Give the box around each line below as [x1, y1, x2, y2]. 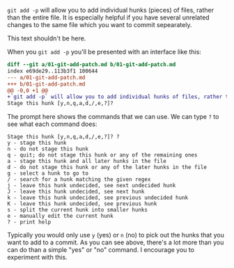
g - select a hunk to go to [7, 170, 89, 177]
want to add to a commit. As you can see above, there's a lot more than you [7, 238, 224, 246]
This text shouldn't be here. [7, 34, 86, 42]
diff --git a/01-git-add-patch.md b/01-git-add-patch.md [7, 61, 176, 68]
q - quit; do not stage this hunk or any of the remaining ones [7, 152, 198, 159]
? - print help [7, 219, 52, 226]
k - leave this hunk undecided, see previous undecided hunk [7, 194, 189, 201]
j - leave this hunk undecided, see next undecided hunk [7, 182, 176, 189]
